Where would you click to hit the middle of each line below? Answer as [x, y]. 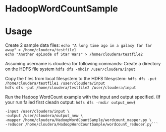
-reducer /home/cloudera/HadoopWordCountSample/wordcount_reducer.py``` [82, 125]
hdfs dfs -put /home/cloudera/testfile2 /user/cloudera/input [71, 88]
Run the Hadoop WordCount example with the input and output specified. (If [83, 97]
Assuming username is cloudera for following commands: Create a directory [83, 64]
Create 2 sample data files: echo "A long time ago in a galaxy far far [79, 45]
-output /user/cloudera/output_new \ [44, 116]
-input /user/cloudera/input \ [37, 112]
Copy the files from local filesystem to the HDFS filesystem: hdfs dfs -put [81, 79]
